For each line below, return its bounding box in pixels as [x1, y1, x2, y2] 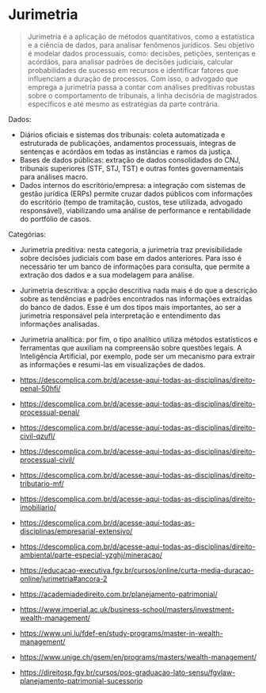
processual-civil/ [19, 454, 75, 465]
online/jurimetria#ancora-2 [19, 573, 108, 584]
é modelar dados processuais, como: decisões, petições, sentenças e [27, 48, 256, 58]
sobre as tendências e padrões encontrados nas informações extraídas [19, 293, 253, 303]
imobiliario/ [19, 502, 57, 512]
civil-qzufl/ [19, 431, 55, 441]
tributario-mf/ [19, 478, 65, 488]
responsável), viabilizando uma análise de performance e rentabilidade [19, 205, 252, 215]
